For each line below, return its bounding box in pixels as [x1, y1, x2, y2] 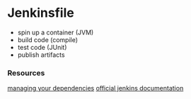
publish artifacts [17, 51, 65, 59]
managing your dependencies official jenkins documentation [7, 84, 184, 93]
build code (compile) [17, 35, 79, 44]
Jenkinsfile [7, 5, 74, 21]
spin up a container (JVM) [17, 28, 94, 37]
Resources [7, 68, 45, 78]
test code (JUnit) [17, 43, 67, 51]
